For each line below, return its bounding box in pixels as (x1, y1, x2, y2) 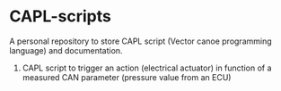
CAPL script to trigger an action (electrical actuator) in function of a (22, 62, 272, 73)
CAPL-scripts (9, 6, 112, 27)
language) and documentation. (9, 45, 123, 55)
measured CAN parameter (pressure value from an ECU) (22, 71, 232, 82)
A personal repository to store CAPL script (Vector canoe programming (9, 36, 272, 46)
